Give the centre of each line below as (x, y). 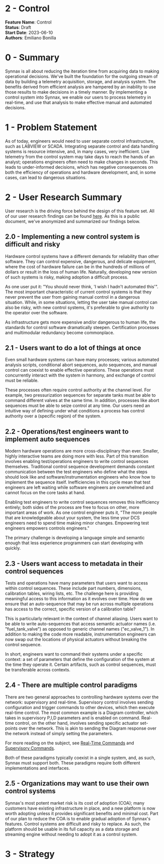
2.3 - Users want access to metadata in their (74, 564)
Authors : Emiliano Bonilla (31, 38)
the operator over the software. (37, 312)
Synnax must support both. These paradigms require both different (73, 762)
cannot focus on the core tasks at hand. (45, 493)
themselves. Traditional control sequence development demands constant (80, 467)
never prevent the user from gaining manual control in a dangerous (73, 297)
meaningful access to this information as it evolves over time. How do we (79, 598)
